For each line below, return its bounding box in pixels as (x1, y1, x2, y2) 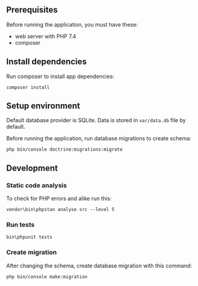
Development (6, 163, 59, 173)
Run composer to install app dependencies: (6, 73, 115, 80)
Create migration (6, 248, 57, 256)
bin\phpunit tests (6, 234, 53, 241)
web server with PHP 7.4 (14, 33, 77, 40)
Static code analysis (6, 181, 68, 189)
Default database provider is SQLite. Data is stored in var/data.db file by (6, 117, 186, 124)
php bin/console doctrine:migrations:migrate (6, 146, 123, 153)
